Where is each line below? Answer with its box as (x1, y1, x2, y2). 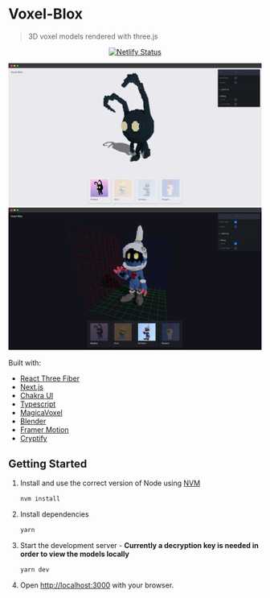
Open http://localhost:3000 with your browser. (19, 580, 174, 590)
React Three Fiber (19, 373, 80, 383)
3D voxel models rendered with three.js (27, 31, 158, 41)
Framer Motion (19, 425, 70, 435)
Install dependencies (19, 509, 90, 519)
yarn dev (19, 565, 50, 574)
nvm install (19, 495, 60, 503)
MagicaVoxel (19, 408, 63, 418)
